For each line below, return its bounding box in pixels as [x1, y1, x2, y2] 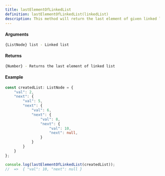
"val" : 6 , [31, 108, 52, 113]
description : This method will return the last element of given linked [5, 16, 157, 21]
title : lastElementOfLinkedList [5, 7, 71, 12]
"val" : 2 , [14, 89, 34, 94]
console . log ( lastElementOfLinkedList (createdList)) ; [5, 162, 115, 167]
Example [5, 74, 24, 80]
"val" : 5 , [23, 99, 43, 104]
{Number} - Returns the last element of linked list [5, 64, 115, 68]
